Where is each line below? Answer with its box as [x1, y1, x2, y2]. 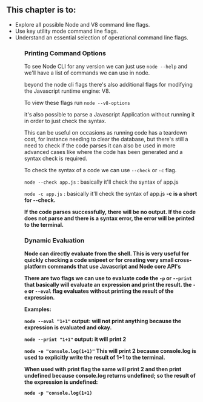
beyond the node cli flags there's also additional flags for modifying [24, 81, 193, 89]
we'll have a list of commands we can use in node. [24, 69, 150, 76]
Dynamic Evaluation [24, 236, 85, 245]
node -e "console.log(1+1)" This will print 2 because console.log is [24, 347, 197, 355]
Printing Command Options [24, 49, 106, 57]
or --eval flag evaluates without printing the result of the [28, 287, 174, 295]
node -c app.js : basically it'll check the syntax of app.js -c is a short [24, 190, 198, 198]
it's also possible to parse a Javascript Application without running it [24, 111, 195, 118]
